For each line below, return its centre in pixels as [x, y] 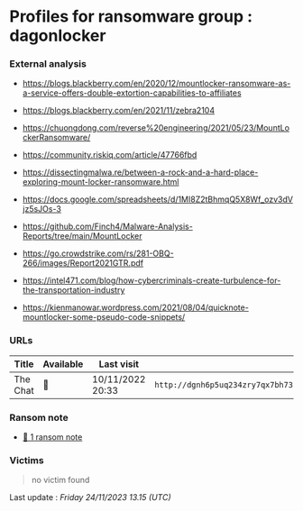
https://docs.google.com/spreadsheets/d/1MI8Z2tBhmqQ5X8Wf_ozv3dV [157, 199]
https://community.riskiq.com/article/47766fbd [110, 155]
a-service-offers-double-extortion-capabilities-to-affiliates [132, 93]
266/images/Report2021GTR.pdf [83, 263]
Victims [27, 460]
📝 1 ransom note [52, 437]
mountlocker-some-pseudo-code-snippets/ [104, 317]
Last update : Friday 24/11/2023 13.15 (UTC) [90, 497]
